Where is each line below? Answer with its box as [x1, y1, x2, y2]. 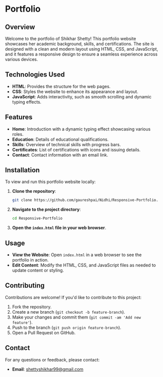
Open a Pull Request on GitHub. [12, 330, 76, 336]
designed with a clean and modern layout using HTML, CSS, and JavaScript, [5, 46, 158, 52]
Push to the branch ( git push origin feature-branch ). [12, 324, 122, 330]
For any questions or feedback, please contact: [5, 357, 100, 362]
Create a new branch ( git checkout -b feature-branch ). [12, 309, 126, 315]
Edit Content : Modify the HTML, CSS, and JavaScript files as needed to [12, 262, 156, 268]
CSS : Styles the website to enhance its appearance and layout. [12, 89, 139, 94]
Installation [5, 166, 40, 174]
